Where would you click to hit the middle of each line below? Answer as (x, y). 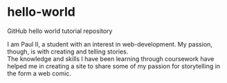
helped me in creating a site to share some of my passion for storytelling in (113, 66)
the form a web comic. (39, 73)
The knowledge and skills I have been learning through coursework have (111, 58)
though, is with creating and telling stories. (68, 51)
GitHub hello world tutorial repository (60, 31)
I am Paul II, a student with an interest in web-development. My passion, (110, 44)
